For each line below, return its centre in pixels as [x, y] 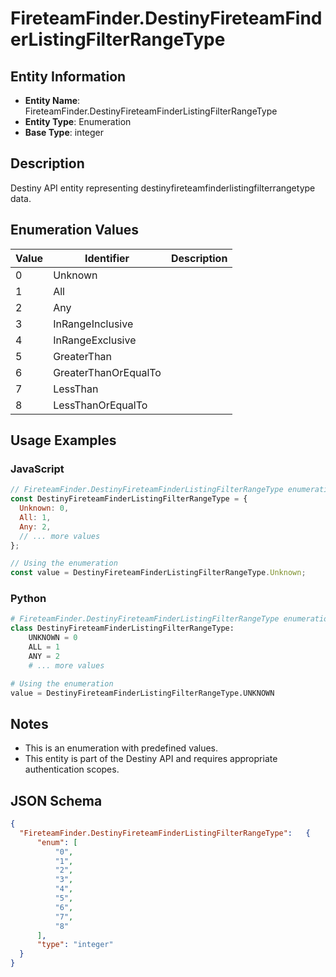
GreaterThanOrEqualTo [107, 372]
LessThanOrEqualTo [100, 405]
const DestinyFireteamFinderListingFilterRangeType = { [129, 499]
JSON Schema [56, 800]
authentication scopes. [72, 769]
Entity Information [68, 76]
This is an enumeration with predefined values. [121, 748]
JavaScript [37, 469]
